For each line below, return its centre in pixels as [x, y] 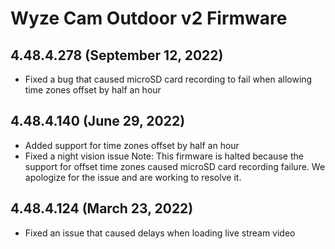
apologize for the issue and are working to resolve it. [133, 177]
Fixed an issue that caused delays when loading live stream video [160, 233]
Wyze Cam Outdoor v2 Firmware [149, 18]
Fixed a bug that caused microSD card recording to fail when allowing [168, 79]
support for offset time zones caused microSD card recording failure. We [175, 166]
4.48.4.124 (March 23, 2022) [102, 208]
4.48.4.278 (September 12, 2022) [117, 55]
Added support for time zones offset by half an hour [132, 145]
